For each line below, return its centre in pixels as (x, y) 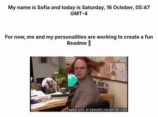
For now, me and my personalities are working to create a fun (79, 37)
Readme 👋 (79, 43)
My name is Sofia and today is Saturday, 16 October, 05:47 (79, 7)
